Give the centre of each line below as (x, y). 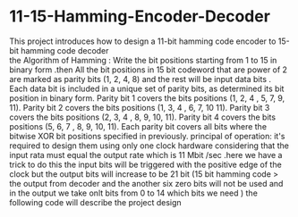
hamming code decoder (65, 50)
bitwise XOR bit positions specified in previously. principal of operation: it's (147, 136)
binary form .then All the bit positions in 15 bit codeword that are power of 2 (149, 70)
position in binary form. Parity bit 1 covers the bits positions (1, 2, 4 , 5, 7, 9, (147, 98)
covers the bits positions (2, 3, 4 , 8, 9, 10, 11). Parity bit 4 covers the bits (142, 117)
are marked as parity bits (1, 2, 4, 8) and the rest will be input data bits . (140, 79)
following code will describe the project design (95, 202)
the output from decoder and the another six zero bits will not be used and (146, 183)
